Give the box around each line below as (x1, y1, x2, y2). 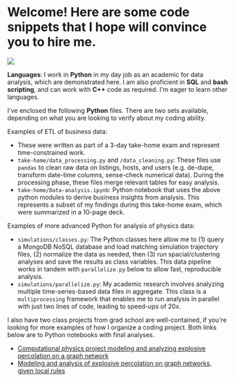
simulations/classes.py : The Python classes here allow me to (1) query (17, 235, 224, 243)
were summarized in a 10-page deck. (17, 207, 125, 216)
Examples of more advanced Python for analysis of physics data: (7, 221, 195, 230)
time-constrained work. (17, 148, 86, 156)
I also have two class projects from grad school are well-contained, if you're (7, 315, 227, 324)
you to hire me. (7, 34, 97, 50)
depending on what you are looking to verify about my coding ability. (7, 114, 206, 122)
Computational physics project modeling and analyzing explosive (17, 344, 206, 353)
